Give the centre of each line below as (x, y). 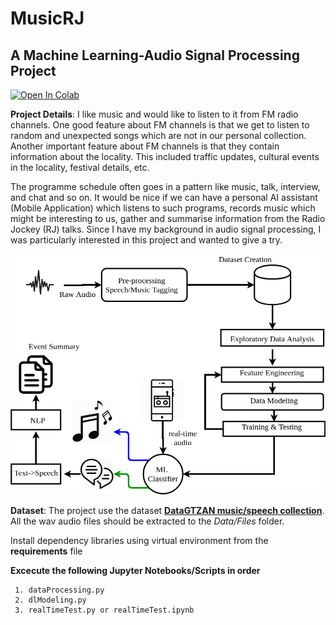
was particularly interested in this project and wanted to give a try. (146, 240)
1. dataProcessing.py (59, 590)
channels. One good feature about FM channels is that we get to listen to (160, 125)
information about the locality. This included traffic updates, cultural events (165, 156)
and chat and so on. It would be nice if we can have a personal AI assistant (164, 197)
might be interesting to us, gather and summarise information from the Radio (168, 218)
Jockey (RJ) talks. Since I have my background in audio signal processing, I (166, 229)
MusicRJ (47, 18)
